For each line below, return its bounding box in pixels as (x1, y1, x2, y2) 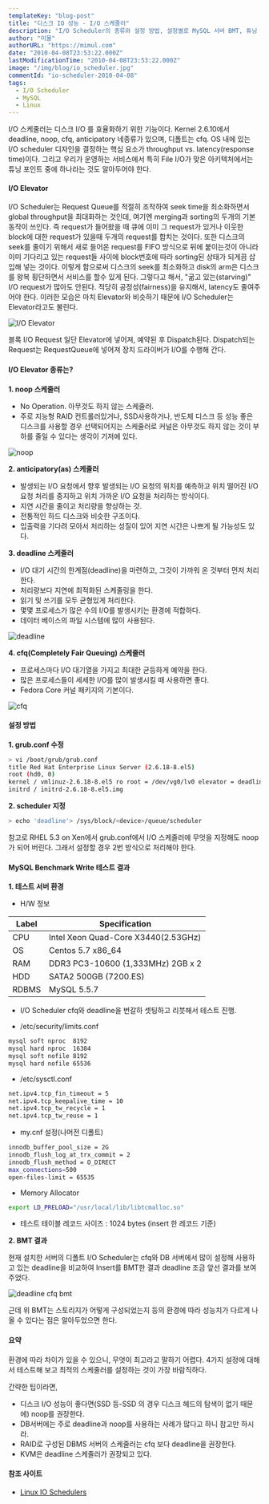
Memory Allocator (19, 1188, 80, 1198)
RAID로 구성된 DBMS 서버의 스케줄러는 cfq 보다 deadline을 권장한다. (19, 1439, 237, 1449)
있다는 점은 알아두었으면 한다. (25, 1315, 118, 1325)
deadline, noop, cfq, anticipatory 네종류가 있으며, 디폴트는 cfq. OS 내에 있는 (8, 134, 251, 144)
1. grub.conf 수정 (8, 740, 64, 749)
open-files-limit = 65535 (8, 1173, 94, 1182)
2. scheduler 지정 (8, 801, 66, 811)
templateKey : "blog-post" (8, 11, 94, 20)
